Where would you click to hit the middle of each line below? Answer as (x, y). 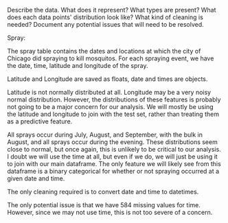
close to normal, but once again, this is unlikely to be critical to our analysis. (114, 149)
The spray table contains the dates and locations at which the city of (104, 51)
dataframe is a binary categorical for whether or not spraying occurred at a (113, 171)
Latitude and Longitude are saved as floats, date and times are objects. (107, 79)
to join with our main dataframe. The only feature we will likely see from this (114, 164)
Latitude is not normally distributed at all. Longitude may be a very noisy (109, 92)
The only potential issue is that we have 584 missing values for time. (104, 205)
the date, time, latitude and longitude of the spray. (78, 66)
